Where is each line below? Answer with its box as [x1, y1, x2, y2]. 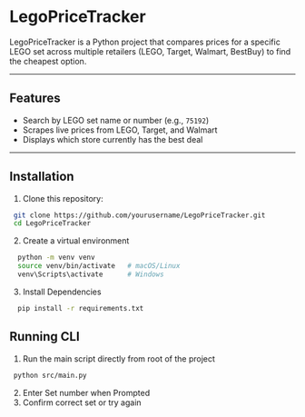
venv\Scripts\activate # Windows [17, 270, 165, 279]
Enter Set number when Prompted [22, 387, 151, 398]
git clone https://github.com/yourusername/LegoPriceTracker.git [13, 211, 266, 220]
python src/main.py [13, 371, 88, 380]
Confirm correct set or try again [22, 397, 143, 408]
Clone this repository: [22, 193, 103, 204]
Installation [9, 169, 74, 184]
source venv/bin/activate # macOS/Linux [17, 262, 181, 271]
